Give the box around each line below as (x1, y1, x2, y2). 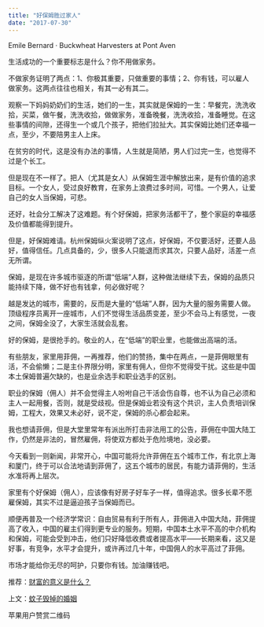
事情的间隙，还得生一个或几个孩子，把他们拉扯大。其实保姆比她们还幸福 (14, 120, 249, 129)
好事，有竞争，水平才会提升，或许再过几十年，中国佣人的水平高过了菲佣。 (8, 544, 249, 553)
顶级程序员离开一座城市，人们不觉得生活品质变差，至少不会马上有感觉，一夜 (8, 308, 256, 318)
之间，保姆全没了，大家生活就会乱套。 (8, 318, 132, 327)
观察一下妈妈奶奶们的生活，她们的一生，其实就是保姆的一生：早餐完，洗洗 (8, 100, 249, 109)
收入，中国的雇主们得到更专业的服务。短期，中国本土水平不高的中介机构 (21, 524, 256, 533)
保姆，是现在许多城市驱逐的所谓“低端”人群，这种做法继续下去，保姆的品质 (8, 272, 249, 282)
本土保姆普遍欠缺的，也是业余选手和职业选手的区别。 (8, 371, 181, 381)
